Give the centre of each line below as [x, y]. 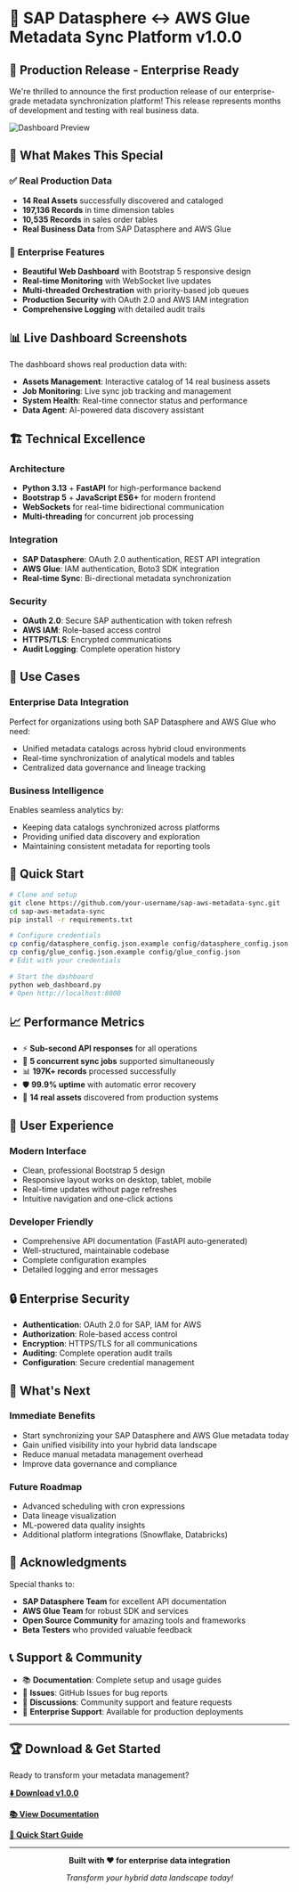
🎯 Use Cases [45, 677]
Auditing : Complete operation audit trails [97, 1353]
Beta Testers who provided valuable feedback [107, 1629]
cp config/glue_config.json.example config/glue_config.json [125, 953]
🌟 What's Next [50, 1391]
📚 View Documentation [54, 1814]
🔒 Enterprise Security [70, 1299]
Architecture [37, 469]
